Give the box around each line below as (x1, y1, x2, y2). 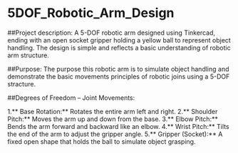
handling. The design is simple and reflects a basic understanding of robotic (7, 43, 231, 52)
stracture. (7, 79, 36, 88)
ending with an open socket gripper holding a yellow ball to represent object (7, 35, 232, 44)
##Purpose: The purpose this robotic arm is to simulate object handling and (7, 64, 229, 73)
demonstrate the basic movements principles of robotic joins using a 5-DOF (7, 72, 230, 81)
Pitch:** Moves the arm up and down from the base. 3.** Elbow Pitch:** (7, 115, 219, 123)
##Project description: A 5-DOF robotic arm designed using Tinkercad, (7, 28, 216, 37)
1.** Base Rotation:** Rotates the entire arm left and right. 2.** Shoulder (7, 107, 218, 115)
